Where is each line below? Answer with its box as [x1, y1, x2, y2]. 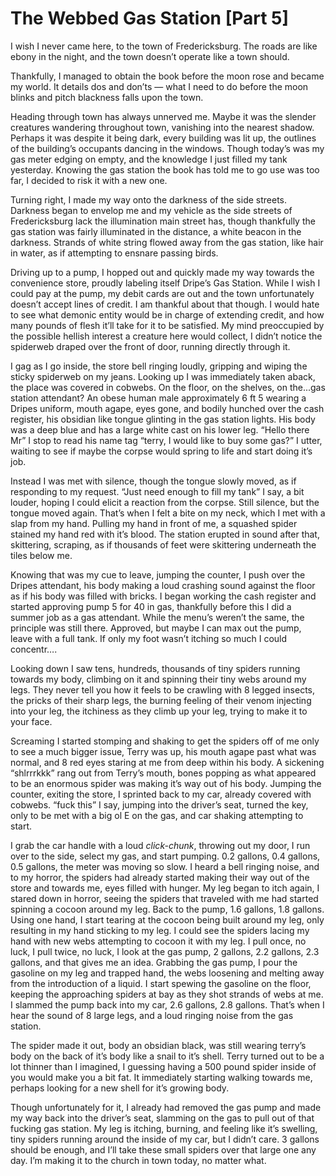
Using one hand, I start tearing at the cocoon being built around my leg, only [10, 913, 325, 926]
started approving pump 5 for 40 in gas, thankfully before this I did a [10, 600, 292, 612]
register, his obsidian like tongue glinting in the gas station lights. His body [10, 413, 316, 425]
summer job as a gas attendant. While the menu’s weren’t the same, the [10, 611, 305, 623]
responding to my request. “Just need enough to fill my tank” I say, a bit [10, 485, 305, 497]
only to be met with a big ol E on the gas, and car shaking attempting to [10, 809, 304, 821]
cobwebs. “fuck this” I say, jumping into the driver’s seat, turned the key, [10, 798, 309, 811]
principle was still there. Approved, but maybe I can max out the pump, [10, 622, 302, 634]
